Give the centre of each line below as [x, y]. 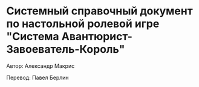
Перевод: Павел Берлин [38, 77]
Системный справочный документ [99, 11]
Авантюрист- [97, 37]
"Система [33, 37]
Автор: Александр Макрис [41, 66]
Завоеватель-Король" [66, 49]
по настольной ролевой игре [83, 24]
